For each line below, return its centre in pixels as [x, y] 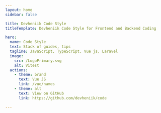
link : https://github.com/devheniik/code [63, 98]
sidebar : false [21, 15]
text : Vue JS [32, 79]
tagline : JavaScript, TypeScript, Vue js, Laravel [64, 51]
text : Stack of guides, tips [40, 47]
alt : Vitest [27, 65]
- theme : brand [30, 75]
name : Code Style [28, 42]
